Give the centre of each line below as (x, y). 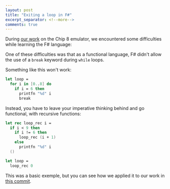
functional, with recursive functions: (43, 114)
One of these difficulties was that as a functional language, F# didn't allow (83, 54)
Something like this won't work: (38, 70)
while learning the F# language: (39, 45)
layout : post (19, 10)
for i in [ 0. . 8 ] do (31, 84)
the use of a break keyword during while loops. (55, 60)
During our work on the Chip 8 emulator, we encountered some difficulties (84, 39)
